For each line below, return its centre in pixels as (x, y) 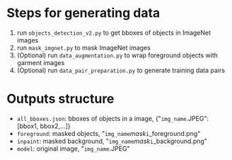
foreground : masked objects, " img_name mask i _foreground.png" (109, 133)
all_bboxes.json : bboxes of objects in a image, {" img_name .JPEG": (113, 118)
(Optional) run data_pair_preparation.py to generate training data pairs (121, 70)
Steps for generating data (83, 13)
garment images (41, 62)
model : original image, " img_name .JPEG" (73, 148)
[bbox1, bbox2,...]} (44, 126)
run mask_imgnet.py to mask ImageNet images (84, 47)
